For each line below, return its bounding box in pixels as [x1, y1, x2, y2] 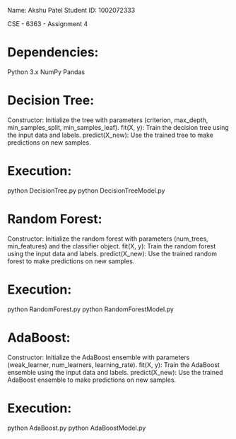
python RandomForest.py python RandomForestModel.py [7, 305, 175, 313]
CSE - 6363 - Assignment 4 [7, 20, 88, 28]
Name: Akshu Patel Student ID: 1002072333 [7, 6, 136, 14]
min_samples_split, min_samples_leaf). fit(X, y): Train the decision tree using [7, 123, 229, 131]
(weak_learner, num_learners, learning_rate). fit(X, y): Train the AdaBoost [7, 360, 220, 369]
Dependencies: [7, 44, 99, 61]
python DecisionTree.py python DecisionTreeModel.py [7, 186, 165, 195]
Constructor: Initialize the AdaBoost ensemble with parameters [7, 353, 190, 361]
